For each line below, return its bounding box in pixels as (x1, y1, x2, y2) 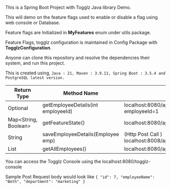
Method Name (63, 90, 99, 96)
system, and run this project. (5, 60, 65, 66)
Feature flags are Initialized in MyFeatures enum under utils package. (5, 30, 151, 35)
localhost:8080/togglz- (102, 158, 151, 165)
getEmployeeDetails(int (42, 101, 98, 109)
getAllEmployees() (42, 145, 87, 152)
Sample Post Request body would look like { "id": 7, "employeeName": (5, 174, 155, 180)
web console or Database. (5, 20, 61, 25)
